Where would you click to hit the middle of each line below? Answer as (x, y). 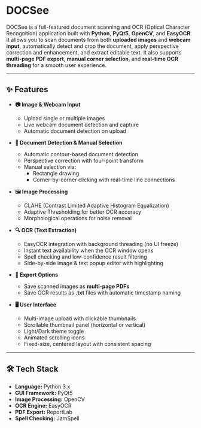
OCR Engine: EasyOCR (43, 405)
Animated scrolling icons (54, 337)
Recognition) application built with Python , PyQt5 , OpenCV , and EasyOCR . (99, 33)
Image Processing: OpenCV (50, 399)
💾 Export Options (36, 274)
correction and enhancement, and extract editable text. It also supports (94, 52)
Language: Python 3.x (42, 386)
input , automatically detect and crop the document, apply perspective (92, 46)
